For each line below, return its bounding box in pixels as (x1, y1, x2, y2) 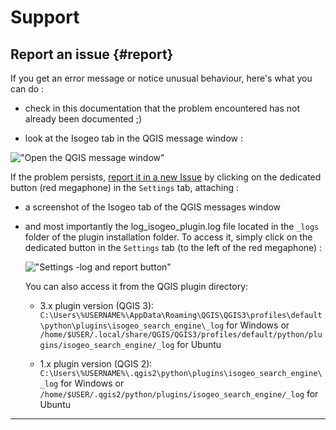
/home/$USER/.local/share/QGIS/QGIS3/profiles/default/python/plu (39, 330, 323, 340)
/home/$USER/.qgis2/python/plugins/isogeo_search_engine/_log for (39, 388, 319, 400)
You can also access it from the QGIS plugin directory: (24, 281, 249, 292)
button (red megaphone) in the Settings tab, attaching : (10, 182, 240, 193)
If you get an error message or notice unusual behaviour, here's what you (10, 72, 313, 84)
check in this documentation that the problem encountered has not (24, 102, 300, 114)
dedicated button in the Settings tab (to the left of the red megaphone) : (24, 242, 323, 253)
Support (10, 6, 80, 29)
